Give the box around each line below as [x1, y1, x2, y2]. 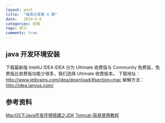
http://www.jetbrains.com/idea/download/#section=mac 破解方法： [5, 77, 144, 83]
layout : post [5, 7, 33, 12]
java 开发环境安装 [5, 50, 60, 59]
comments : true [5, 30, 37, 35]
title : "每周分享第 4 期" [5, 12, 57, 17]
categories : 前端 [5, 21, 40, 26]
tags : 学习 [5, 26, 27, 31]
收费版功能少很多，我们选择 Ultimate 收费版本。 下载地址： [18, 70, 140, 76]
